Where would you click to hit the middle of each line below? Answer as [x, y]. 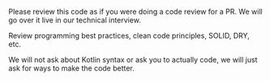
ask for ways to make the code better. [72, 68]
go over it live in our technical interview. [75, 20]
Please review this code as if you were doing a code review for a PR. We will [135, 12]
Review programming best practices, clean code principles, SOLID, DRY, [129, 36]
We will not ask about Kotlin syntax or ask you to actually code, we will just [133, 60]
